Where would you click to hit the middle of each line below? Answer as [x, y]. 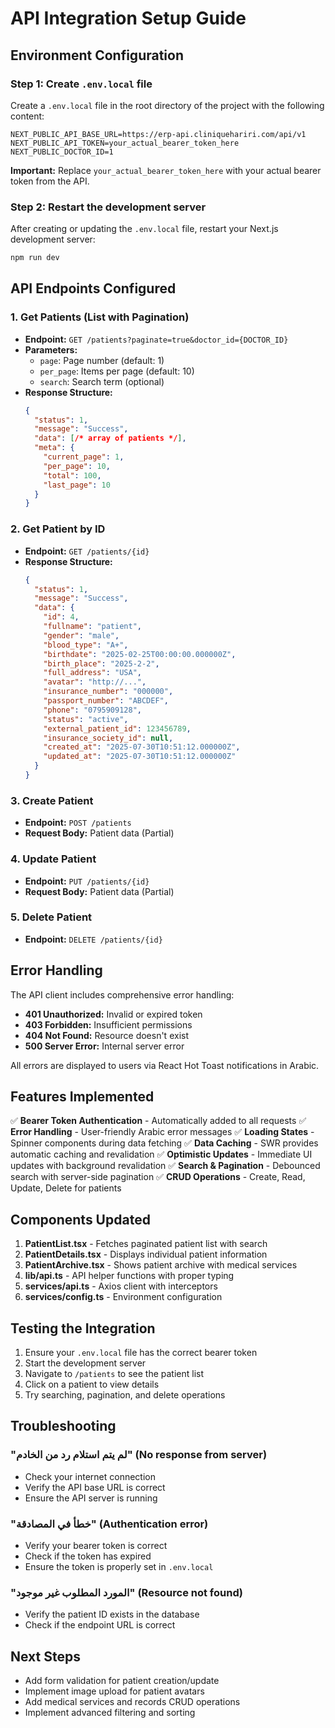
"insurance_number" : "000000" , [108, 692]
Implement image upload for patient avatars [114, 1691]
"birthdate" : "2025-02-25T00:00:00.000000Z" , [140, 654]
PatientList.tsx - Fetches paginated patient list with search [146, 1244]
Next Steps [45, 1656]
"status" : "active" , [86, 719]
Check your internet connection [90, 1476]
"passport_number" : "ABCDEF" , [106, 701]
